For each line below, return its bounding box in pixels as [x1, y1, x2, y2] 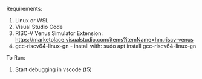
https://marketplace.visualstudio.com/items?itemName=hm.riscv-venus [15, 36, 194, 43]
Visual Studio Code [15, 24, 64, 30]
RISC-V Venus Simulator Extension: [15, 30, 103, 37]
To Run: [6, 54, 25, 61]
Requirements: [6, 5, 42, 12]
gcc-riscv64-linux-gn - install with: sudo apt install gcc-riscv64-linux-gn [15, 42, 197, 49]
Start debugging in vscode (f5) [15, 66, 92, 73]
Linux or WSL [15, 17, 49, 24]
